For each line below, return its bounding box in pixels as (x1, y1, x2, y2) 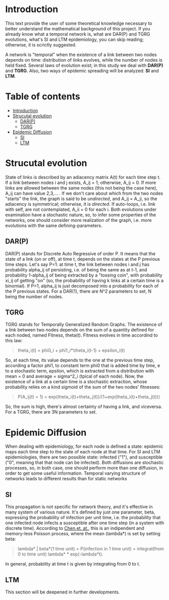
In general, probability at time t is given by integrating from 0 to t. (5, 561, 140, 567)
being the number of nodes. (5, 293, 63, 299)
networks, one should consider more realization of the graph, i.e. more (5, 217, 152, 223)
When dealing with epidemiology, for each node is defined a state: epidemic (5, 443, 163, 449)
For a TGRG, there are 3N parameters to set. (5, 409, 97, 415)
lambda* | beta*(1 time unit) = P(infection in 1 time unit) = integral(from (17, 546, 164, 552)
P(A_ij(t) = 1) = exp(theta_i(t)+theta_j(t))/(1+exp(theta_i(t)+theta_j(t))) (17, 394, 160, 400)
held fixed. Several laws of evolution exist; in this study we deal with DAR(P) (5, 62, 163, 68)
